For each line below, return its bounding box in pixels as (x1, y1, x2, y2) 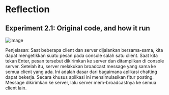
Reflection (5, 4, 50, 15)
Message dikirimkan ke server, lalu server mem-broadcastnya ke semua (5, 80, 157, 85)
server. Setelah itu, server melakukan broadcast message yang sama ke (5, 64, 156, 69)
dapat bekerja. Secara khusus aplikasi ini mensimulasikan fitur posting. (5, 74, 154, 80)
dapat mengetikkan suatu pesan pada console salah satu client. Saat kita (5, 52, 158, 58)
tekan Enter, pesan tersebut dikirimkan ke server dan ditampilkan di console (5, 58, 164, 64)
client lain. (5, 85, 27, 91)
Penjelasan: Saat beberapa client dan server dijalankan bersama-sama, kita (5, 47, 163, 53)
